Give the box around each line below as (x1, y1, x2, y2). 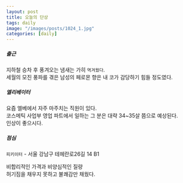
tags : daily (6, 20, 36, 26)
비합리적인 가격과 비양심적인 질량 (6, 163, 83, 170)
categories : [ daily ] (6, 31, 58, 37)
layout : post (6, 8, 39, 15)
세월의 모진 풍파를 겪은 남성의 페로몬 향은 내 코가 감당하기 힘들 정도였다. (6, 74, 173, 81)
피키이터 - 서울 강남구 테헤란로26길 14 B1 (6, 150, 100, 158)
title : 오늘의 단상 (6, 14, 48, 20)
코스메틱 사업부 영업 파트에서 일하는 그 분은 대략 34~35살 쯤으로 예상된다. (6, 112, 178, 119)
